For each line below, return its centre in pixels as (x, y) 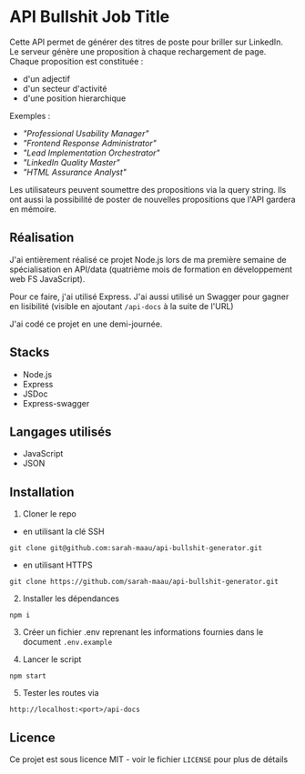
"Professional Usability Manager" (86, 133)
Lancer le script (52, 659)
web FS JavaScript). (47, 278)
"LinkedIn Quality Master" (71, 162)
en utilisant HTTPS (57, 565)
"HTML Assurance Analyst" (75, 172)
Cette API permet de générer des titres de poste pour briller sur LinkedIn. (147, 42)
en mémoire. (33, 209)
